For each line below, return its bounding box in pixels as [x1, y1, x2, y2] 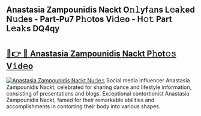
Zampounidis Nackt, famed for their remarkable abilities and [6, 96, 155, 103]
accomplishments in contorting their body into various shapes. [6, 103, 161, 110]
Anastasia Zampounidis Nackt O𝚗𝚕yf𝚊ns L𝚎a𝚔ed [6, 5, 195, 15]
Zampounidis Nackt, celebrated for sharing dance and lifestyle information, [6, 84, 192, 91]
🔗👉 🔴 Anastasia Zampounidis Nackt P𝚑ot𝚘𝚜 [6, 48, 177, 59]
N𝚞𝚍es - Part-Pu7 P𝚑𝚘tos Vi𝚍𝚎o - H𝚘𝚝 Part [6, 14, 172, 25]
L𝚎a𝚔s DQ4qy [6, 23, 60, 34]
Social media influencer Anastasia [106, 77, 190, 84]
